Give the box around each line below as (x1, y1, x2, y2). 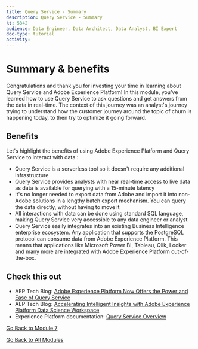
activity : (6, 37, 31, 43)
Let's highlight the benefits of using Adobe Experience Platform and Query (6, 147, 190, 154)
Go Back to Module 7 (6, 324, 58, 332)
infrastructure (14, 171, 49, 178)
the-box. (14, 254, 36, 261)
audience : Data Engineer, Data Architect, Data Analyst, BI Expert (6, 25, 178, 32)
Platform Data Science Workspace (14, 306, 100, 314)
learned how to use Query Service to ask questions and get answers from (6, 95, 188, 102)
